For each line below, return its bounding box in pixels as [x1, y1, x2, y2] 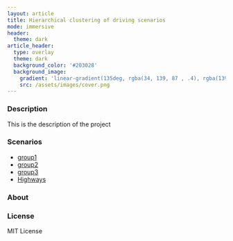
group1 [17, 153, 37, 161]
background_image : [13, 68, 67, 75]
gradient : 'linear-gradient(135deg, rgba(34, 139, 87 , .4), [19, 74, 200, 82]
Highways [17, 175, 46, 183]
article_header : [7, 42, 54, 49]
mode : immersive [7, 23, 54, 30]
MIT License [7, 227, 43, 235]
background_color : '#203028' [13, 62, 98, 69]
